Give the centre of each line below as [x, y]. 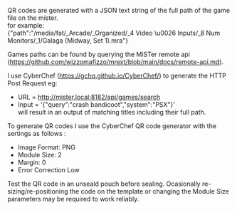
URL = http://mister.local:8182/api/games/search [89, 97]
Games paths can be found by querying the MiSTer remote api [99, 54]
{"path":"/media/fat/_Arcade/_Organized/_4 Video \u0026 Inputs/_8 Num [114, 33]
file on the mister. [33, 18]
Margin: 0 [32, 162]
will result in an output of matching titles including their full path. [112, 112]
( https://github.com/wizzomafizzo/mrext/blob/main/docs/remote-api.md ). [116, 62]
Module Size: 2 [39, 155]
